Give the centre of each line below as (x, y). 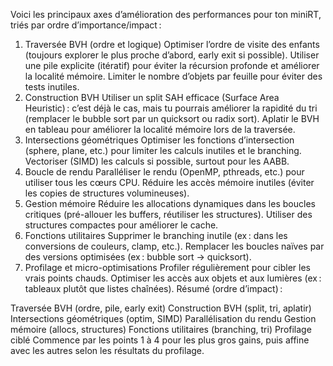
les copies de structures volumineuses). (107, 193)
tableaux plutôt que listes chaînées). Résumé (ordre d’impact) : (153, 288)
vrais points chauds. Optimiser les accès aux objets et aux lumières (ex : (173, 278)
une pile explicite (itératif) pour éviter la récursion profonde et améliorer (172, 65)
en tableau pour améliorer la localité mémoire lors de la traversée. (160, 129)
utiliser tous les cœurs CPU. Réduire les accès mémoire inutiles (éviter (169, 182)
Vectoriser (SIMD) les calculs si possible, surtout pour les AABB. (157, 161)
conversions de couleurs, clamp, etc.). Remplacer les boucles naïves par (174, 246)
